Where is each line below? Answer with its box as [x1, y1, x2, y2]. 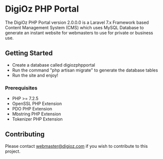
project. [5, 148, 21, 154]
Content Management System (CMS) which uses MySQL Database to [5, 24, 144, 30]
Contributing [5, 130, 45, 139]
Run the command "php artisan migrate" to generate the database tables [12, 67, 158, 73]
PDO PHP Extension [12, 106, 53, 112]
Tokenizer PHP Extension [12, 116, 63, 122]
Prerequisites [5, 84, 37, 91]
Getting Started [5, 49, 53, 57]
